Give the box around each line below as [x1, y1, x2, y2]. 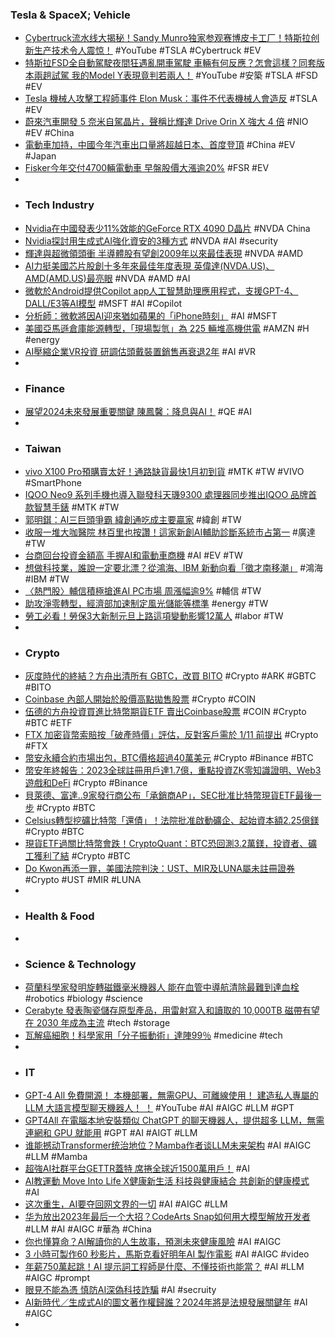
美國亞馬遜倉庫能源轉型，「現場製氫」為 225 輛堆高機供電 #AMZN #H [24, 322, 310, 334]
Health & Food [24, 909, 95, 923]
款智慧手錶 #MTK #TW [24, 501, 120, 513]
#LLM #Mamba [24, 1151, 88, 1163]
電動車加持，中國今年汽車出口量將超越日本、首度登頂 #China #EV [24, 139, 296, 151]
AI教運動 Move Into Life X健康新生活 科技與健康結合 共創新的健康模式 [24, 1175, 310, 1187]
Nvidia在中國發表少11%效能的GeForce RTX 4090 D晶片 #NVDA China [24, 222, 311, 234]
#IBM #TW [24, 573, 70, 585]
